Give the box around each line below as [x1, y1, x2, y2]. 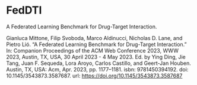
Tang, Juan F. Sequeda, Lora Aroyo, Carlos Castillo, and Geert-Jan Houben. [6, 60, 191, 67]
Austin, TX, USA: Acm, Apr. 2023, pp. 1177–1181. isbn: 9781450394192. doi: [6, 66, 189, 73]
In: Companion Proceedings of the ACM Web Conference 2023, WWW [6, 47, 179, 54]
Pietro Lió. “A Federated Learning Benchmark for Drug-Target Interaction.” [6, 41, 187, 48]
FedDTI [6, 4, 42, 17]
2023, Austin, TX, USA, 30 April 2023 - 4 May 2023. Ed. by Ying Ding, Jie [6, 53, 186, 60]
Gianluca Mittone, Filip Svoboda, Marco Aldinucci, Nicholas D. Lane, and [6, 34, 183, 41]
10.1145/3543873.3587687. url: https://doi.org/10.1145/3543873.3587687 [6, 72, 183, 79]
